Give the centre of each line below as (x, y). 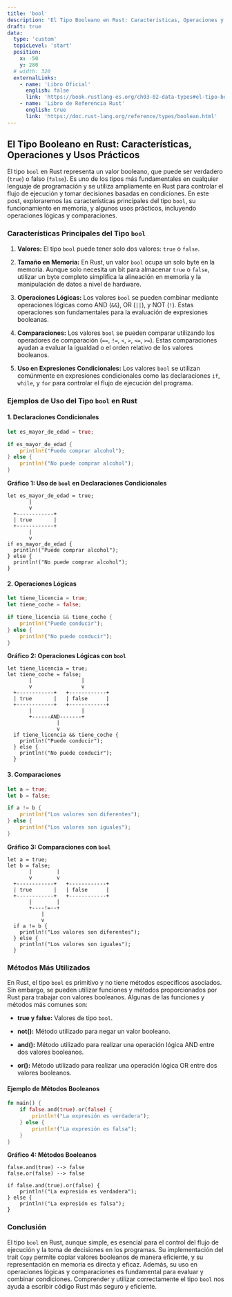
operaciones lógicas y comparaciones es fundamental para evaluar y (105, 1271)
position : (27, 52)
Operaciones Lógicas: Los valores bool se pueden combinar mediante (118, 297)
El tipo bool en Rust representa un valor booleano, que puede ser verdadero (115, 172)
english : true (46, 110)
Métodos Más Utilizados (49, 968)
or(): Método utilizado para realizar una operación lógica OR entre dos (117, 1066)
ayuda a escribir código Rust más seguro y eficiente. (82, 1286)
